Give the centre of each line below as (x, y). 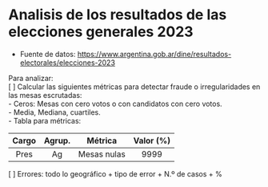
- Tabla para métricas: (45, 120)
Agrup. (57, 140)
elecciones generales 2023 (101, 32)
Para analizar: (31, 78)
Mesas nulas (102, 154)
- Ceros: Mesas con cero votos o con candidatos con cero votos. (115, 104)
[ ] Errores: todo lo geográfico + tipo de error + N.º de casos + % (115, 173)
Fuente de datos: (48, 54)
